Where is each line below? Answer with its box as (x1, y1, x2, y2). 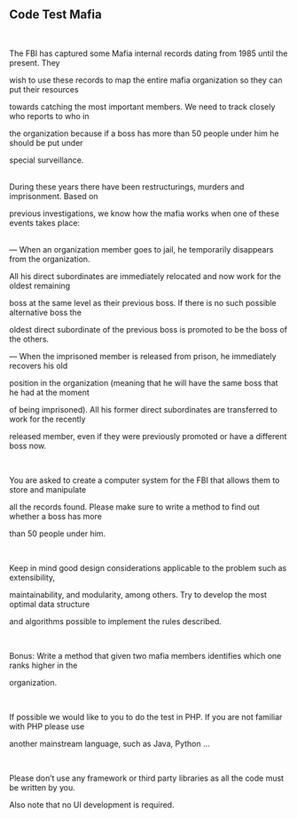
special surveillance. (9, 155, 84, 165)
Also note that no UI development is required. (9, 799, 175, 810)
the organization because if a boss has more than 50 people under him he (9, 128, 279, 139)
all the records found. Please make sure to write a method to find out (9, 502, 260, 512)
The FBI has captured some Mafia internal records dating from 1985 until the (9, 48, 288, 59)
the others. (9, 333, 50, 344)
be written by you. (9, 782, 75, 792)
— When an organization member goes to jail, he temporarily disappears (9, 244, 274, 254)
